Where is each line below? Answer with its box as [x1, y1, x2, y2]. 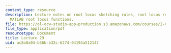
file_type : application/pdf [5, 26, 65, 31]
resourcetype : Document [5, 31, 56, 36]
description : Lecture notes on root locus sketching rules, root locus [5, 12, 160, 17]
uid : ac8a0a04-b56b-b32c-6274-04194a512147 [5, 40, 99, 45]
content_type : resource [5, 7, 56, 13]
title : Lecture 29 [5, 36, 44, 41]
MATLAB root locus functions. [10, 17, 74, 22]
